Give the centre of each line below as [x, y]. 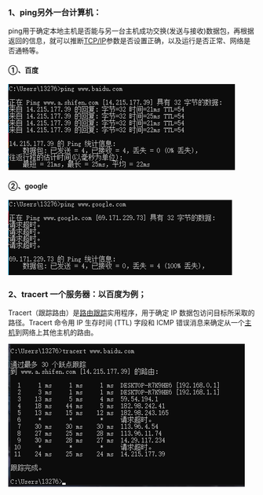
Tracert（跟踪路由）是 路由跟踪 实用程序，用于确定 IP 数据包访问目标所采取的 [131, 313]
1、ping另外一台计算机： [55, 12]
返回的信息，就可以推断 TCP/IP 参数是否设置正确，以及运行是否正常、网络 [126, 41]
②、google [28, 186]
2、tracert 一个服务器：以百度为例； [77, 294]
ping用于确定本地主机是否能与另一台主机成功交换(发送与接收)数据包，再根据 [131, 31]
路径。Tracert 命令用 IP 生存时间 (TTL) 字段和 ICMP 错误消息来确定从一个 [126, 323]
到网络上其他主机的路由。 [57, 332]
